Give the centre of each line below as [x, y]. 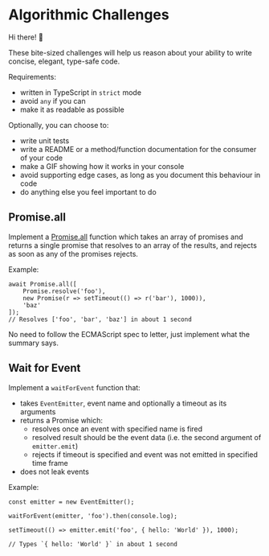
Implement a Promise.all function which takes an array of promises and [126, 237]
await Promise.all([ [43, 284]
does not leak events [55, 472]
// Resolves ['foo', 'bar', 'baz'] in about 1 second [100, 319]
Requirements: [32, 76]
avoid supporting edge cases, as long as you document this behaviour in [140, 175]
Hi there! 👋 [26, 37]
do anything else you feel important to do [88, 192]
